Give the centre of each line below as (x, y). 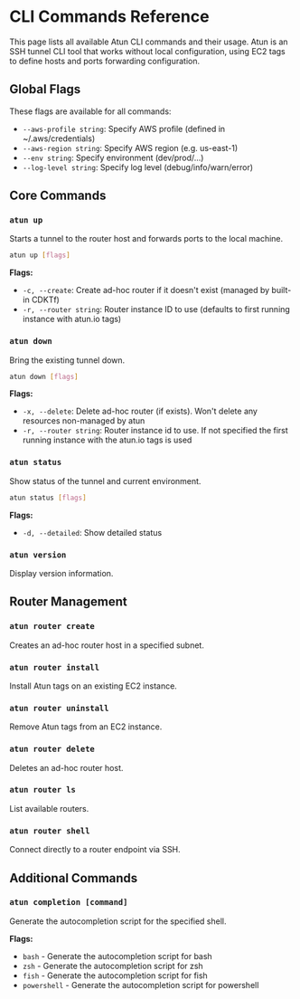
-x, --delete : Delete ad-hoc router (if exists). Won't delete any (140, 411)
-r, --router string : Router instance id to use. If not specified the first (155, 431)
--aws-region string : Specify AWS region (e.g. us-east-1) (130, 147)
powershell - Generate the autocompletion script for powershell (141, 985)
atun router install (55, 667)
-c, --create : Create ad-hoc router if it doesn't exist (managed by (146, 290)
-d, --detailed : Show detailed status (92, 532)
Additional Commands (74, 878)
